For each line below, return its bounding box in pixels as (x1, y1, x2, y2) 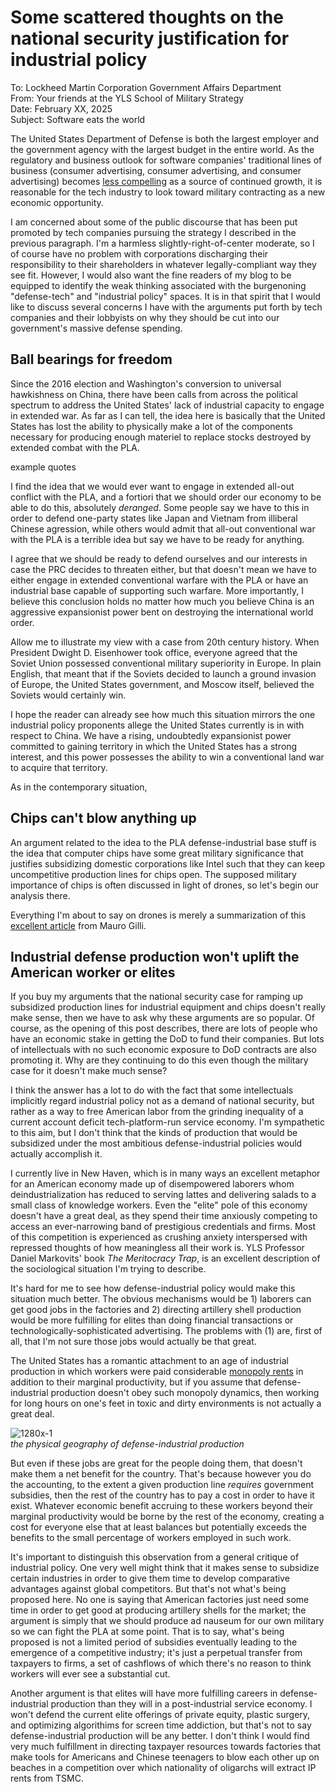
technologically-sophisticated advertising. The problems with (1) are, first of (10, 1325, 323, 1337)
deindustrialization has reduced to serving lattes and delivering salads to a (10, 1189, 317, 1201)
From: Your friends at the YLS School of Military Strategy (10, 92, 245, 104)
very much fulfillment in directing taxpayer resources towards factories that (10, 1741, 322, 1753)
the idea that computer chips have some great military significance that (10, 847, 304, 859)
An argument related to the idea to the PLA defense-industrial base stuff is (10, 836, 317, 848)
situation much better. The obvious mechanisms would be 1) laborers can (10, 1293, 312, 1305)
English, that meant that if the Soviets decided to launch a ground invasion (10, 667, 317, 680)
